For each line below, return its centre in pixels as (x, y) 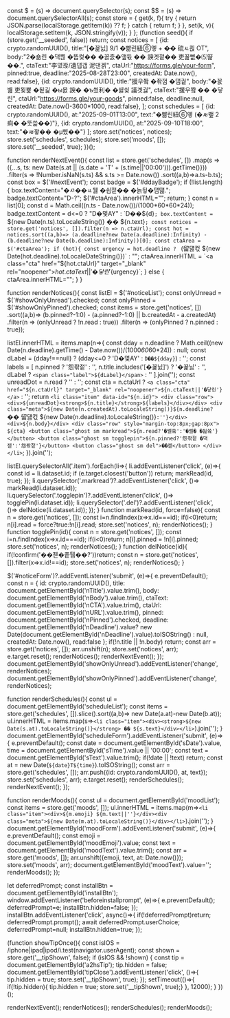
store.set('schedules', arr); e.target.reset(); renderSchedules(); (95, 780)
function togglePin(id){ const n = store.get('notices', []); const (94, 532)
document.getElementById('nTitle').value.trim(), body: (83, 590)
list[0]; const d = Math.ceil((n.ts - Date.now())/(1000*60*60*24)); (101, 205)
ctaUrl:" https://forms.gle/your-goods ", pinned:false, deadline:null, (111, 99)
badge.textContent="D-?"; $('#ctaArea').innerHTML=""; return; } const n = (113, 198)
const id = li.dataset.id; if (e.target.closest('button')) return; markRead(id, (110, 473)
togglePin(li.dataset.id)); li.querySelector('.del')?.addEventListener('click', (111, 502)
